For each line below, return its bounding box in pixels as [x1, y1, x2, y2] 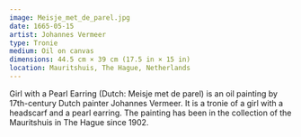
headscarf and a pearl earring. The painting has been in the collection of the [9, 107, 292, 118]
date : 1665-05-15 [9, 22, 75, 31]
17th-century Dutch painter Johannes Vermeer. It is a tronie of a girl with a [9, 97, 284, 108]
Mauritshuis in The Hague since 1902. [9, 116, 149, 127]
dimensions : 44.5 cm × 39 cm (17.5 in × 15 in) [9, 55, 191, 64]
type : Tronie [9, 38, 58, 48]
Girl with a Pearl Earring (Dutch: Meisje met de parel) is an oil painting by [9, 87, 279, 99]
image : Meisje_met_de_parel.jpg [9, 13, 130, 23]
